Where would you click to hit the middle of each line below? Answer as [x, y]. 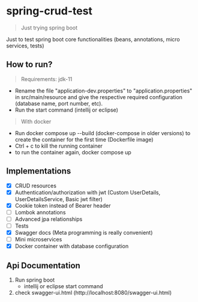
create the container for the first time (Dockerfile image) [84, 139]
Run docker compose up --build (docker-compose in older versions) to [103, 133]
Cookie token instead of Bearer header [63, 205]
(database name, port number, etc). [59, 103]
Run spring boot [35, 280]
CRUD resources [36, 186]
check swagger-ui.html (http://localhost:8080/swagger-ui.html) [93, 292]
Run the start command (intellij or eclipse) [67, 110]
